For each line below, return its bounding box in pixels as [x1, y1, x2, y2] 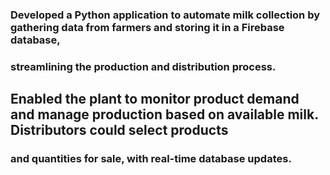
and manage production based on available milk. [10, 106, 319, 123]
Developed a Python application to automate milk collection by [10, 8, 321, 22]
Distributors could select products [10, 122, 229, 139]
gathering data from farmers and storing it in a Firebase [10, 20, 285, 34]
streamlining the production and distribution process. [10, 59, 277, 73]
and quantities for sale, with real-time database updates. [10, 152, 292, 166]
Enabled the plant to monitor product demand [10, 91, 300, 108]
